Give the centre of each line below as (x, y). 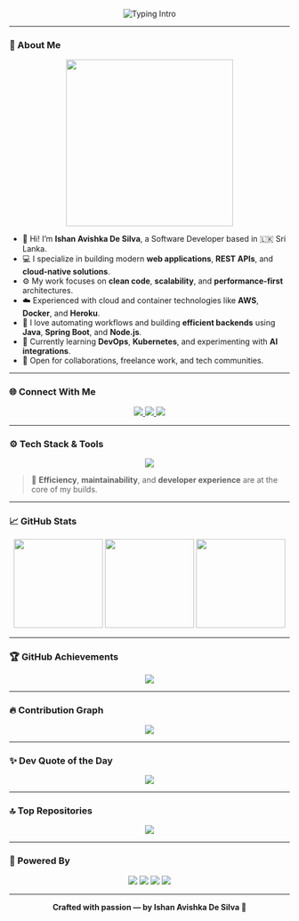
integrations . (46, 351)
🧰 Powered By (40, 861)
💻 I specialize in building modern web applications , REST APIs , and (148, 259)
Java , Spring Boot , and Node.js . (82, 332)
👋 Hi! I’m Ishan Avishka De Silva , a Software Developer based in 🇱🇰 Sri (154, 239)
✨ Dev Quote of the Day (61, 760)
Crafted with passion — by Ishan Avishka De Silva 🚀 (149, 907)
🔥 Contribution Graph (57, 710)
